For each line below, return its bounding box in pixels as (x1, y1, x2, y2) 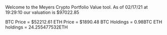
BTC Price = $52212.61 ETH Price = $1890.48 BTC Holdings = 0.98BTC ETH (5, 19, 162, 25)
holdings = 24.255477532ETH (5, 24, 68, 30)
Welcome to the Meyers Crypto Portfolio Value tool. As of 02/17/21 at (5, 4, 148, 10)
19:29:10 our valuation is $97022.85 (5, 9, 80, 15)
